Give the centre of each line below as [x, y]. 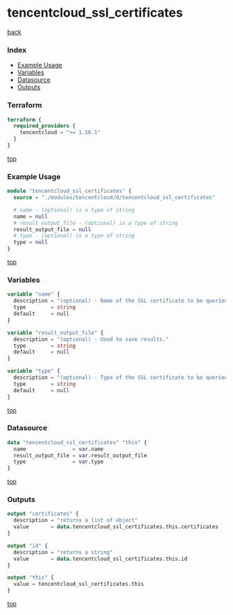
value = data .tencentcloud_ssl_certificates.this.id [101, 559]
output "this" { [31, 578]
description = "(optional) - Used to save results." [91, 339]
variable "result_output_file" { [55, 332]
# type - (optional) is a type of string [74, 236]
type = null [31, 242]
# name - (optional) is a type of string [74, 210]
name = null [31, 217]
